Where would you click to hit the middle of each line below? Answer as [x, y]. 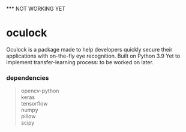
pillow [28, 116]
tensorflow [34, 104]
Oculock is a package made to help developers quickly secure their [89, 49]
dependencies [28, 77]
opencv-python [40, 91]
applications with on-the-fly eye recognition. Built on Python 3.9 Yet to [93, 56]
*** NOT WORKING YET [36, 9]
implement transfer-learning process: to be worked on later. [80, 62]
